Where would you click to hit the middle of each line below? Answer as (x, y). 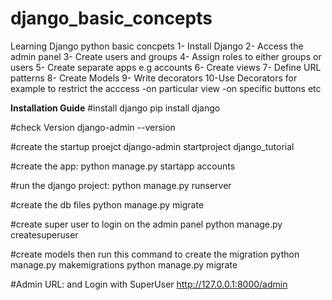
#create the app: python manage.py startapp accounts (123, 166)
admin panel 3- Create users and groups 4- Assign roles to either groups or (166, 56)
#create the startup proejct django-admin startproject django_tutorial (152, 146)
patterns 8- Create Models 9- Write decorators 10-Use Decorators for (154, 78)
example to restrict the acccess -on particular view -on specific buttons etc (166, 88)
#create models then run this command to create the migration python (155, 254)
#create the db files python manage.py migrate (107, 204)
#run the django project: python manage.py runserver (121, 185)
